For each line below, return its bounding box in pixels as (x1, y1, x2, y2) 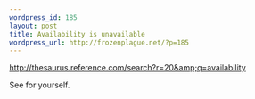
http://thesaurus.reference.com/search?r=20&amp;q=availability (9, 62, 247, 73)
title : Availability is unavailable (9, 29, 145, 38)
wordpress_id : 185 (9, 12, 78, 22)
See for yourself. (9, 79, 70, 90)
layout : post (9, 21, 58, 30)
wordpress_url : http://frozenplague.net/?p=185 (9, 37, 190, 47)
